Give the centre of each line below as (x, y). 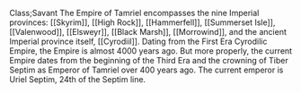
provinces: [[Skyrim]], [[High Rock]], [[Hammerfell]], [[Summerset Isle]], (142, 22)
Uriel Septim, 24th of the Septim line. (78, 79)
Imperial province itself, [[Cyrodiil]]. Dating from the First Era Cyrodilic (138, 41)
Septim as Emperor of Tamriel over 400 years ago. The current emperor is (146, 70)
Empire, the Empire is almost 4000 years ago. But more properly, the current (151, 51)
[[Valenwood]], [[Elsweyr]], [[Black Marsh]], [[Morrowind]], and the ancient (148, 32)
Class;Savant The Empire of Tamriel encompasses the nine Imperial (134, 13)
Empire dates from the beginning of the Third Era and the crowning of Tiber (149, 60)
